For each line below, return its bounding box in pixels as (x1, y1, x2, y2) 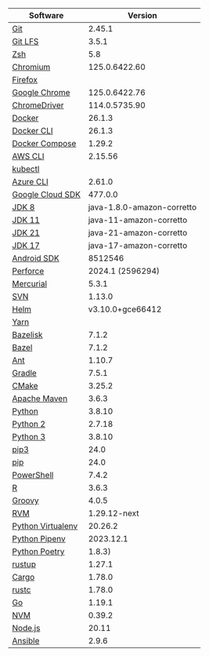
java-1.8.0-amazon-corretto (88, 202, 197, 213)
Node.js (12, 623, 41, 633)
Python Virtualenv (12, 521, 78, 531)
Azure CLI (12, 177, 49, 187)
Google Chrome (12, 87, 70, 97)
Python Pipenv (12, 534, 66, 544)
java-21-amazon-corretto (88, 228, 188, 238)
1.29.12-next (88, 508, 139, 519)
